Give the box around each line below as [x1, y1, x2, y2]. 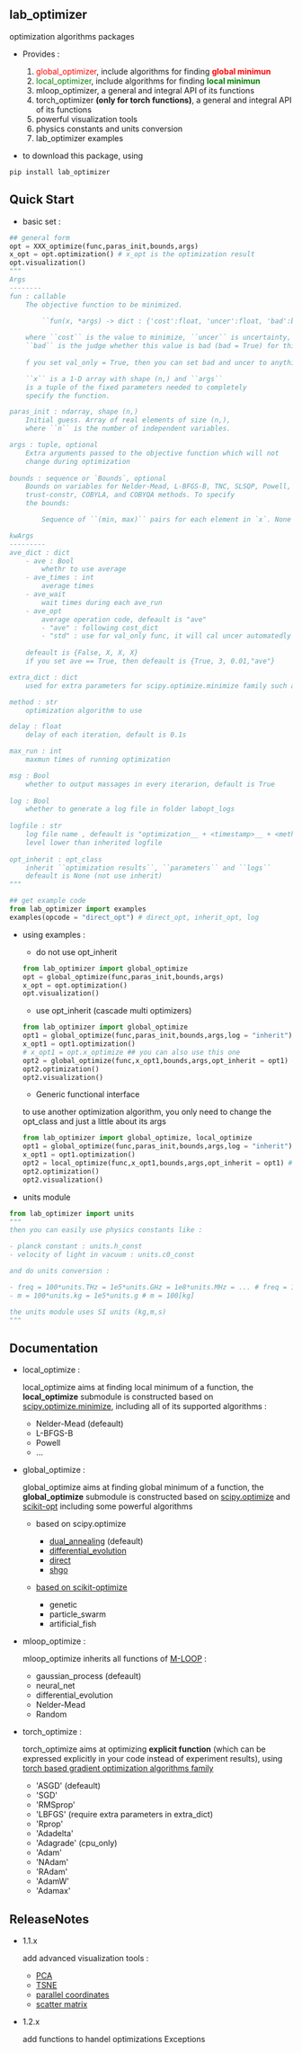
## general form [9, 233, 70, 242]
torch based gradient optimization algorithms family [22, 1763, 214, 1774]
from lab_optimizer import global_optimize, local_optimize [22, 1133, 253, 1143]
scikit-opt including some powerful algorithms [22, 1501, 193, 1512]
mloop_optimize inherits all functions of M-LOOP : [22, 1654, 207, 1665]
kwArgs [9, 531, 34, 540]
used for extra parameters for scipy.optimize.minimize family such [25, 681, 288, 691]
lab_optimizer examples [35, 132, 124, 143]
